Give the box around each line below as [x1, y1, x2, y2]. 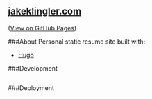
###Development [8, 64, 58, 72]
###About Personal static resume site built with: [8, 37, 146, 46]
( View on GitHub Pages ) [8, 24, 77, 32]
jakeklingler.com [8, 6, 82, 17]
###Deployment [8, 83, 55, 92]
